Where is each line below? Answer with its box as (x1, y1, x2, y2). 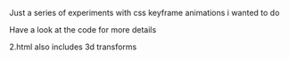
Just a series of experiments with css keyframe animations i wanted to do (9, 8, 280, 18)
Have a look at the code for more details (9, 25, 157, 34)
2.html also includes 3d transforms (9, 41, 137, 52)
